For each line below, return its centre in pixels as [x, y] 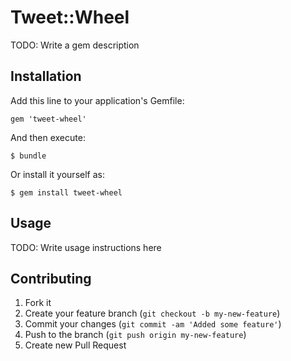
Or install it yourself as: [57, 174]
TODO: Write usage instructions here [86, 247]
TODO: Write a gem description [75, 45]
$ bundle [28, 156]
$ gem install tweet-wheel [66, 192]
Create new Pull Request [75, 345]
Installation [46, 76]
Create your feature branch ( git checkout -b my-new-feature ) [152, 313]
